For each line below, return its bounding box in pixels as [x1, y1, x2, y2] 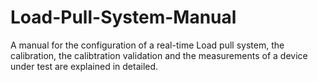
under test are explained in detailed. [10, 60, 159, 72]
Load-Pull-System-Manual [10, 6, 237, 29]
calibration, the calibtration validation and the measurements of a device [10, 49, 308, 61]
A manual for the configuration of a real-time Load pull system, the [10, 39, 285, 51]
